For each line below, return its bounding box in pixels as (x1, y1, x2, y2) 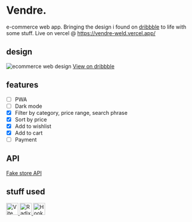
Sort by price (14, 115, 47, 123)
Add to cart (14, 129, 43, 136)
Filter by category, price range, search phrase (14, 109, 128, 116)
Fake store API (6, 169, 42, 176)
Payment (14, 136, 37, 143)
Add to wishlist (14, 123, 52, 130)
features (6, 80, 39, 90)
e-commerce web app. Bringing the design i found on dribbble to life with (6, 23, 187, 30)
